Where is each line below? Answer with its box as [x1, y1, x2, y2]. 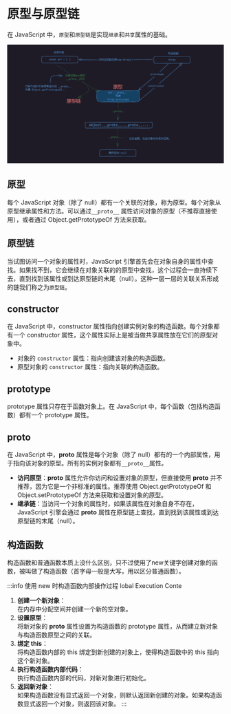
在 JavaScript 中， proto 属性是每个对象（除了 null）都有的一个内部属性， [7, 450, 214, 459]
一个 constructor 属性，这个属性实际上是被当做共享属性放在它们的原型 [12, 331, 212, 339]
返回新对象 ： [16, 682, 54, 691]
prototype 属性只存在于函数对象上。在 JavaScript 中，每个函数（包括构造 [7, 402, 215, 410]
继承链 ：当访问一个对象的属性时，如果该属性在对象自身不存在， [16, 500, 198, 508]
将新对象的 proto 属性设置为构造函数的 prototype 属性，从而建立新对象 [16, 622, 219, 630]
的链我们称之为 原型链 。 [7, 283, 71, 291]
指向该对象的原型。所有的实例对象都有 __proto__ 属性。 [12, 459, 168, 468]
